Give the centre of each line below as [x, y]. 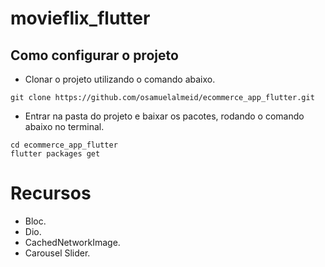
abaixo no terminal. [64, 126]
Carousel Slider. [57, 253]
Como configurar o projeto [94, 55]
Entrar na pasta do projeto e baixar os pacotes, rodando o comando [164, 116]
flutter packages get [55, 154]
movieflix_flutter [80, 18]
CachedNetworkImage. [72, 242]
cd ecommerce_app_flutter [64, 145]
